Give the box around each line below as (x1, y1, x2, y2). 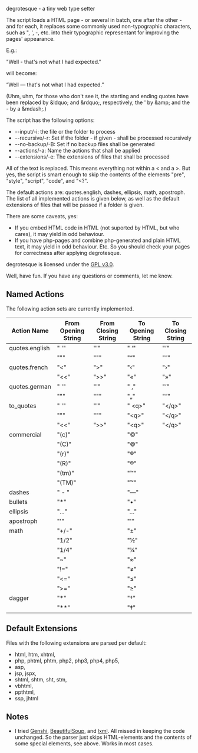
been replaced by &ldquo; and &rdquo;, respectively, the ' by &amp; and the (6, 99, 190, 106)
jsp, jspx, (14, 670, 37, 677)
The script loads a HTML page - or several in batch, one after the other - (6, 17, 182, 23)
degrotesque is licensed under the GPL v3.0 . (6, 261, 114, 268)
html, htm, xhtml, (14, 651, 56, 658)
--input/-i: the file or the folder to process (14, 128, 116, 135)
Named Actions (6, 289, 64, 299)
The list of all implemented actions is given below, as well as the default (6, 195, 180, 202)
